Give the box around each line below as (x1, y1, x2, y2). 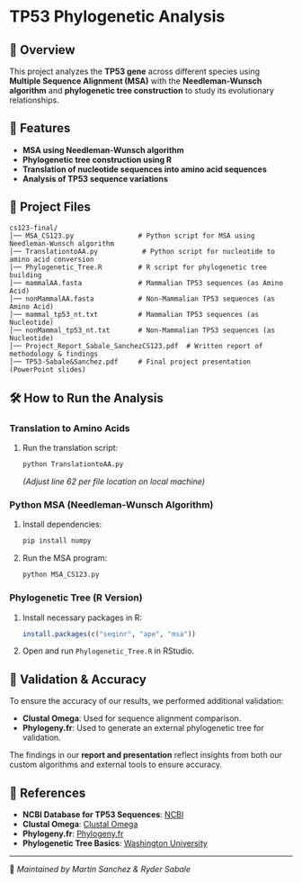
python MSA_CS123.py (22, 570, 100, 580)
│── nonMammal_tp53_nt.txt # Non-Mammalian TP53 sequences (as (9, 326, 276, 335)
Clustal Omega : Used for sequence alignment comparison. (22, 713, 242, 724)
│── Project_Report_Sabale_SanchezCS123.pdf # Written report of (9, 341, 263, 350)
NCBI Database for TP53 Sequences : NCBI (22, 809, 184, 820)
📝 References (9, 785, 86, 800)
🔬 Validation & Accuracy (9, 671, 147, 687)
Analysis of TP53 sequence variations (22, 173, 169, 184)
